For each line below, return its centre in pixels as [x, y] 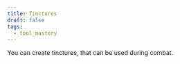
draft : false [26, 20]
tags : [15, 26]
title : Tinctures [32, 14]
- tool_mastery [35, 33]
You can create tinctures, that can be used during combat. [90, 53]
